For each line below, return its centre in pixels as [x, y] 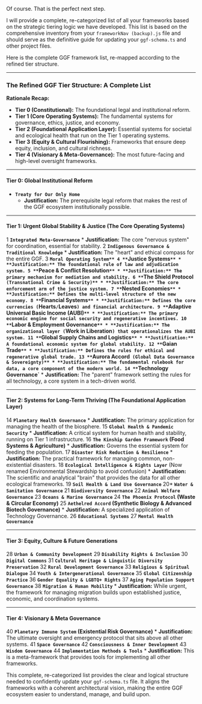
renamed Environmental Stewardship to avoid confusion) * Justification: [96, 471]
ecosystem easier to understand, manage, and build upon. [78, 694]
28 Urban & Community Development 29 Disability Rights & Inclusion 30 [97, 554]
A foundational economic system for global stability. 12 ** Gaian [92, 344]
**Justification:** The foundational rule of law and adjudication [93, 264]
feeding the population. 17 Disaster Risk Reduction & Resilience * [90, 452]
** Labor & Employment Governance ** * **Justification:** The [88, 324]
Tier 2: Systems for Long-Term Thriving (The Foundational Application [96, 400]
